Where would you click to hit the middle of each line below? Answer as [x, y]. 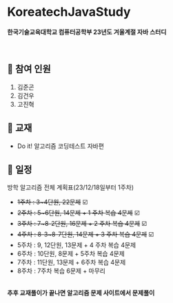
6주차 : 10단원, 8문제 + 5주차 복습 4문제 [71, 254]
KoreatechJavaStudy [69, 12]
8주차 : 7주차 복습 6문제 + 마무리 [61, 271]
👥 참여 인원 [29, 69]
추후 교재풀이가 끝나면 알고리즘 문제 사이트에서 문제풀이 [81, 293]
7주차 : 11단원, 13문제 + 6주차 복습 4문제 [71, 262]
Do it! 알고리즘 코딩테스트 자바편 [61, 146]
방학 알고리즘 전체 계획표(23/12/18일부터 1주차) [71, 187]
